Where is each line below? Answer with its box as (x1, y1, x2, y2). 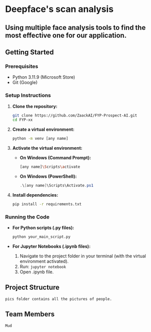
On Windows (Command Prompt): (19, 155, 91, 161)
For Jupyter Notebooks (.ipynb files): (12, 243, 91, 249)
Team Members (5, 310, 55, 319)
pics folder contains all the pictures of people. (5, 296, 112, 302)
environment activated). (19, 258, 69, 264)
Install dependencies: (12, 192, 59, 198)
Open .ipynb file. (19, 269, 54, 275)
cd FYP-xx (12, 117, 33, 122)
